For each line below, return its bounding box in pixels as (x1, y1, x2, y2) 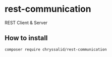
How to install (4, 34, 48, 42)
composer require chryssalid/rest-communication (4, 47, 107, 52)
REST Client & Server (4, 20, 48, 26)
